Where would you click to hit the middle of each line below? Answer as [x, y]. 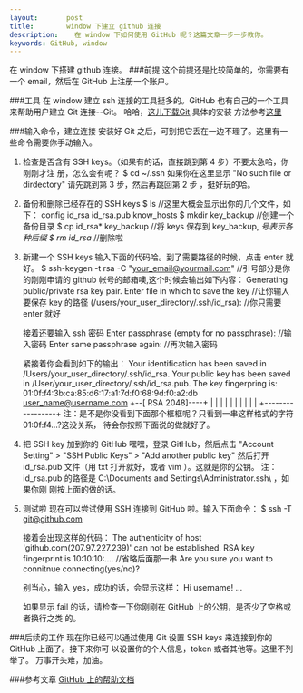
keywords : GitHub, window [58, 43]
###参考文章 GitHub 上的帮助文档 [72, 679]
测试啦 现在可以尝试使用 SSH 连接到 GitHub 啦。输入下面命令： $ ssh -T [157, 509]
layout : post [46, 18]
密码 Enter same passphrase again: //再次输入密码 [124, 345]
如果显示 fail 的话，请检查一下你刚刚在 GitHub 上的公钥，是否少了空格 [153, 607]
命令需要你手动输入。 [57, 142]
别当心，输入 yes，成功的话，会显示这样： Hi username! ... [132, 588]
